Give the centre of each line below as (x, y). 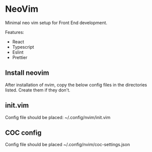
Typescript (23, 47)
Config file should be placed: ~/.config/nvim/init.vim (58, 117)
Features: (15, 32)
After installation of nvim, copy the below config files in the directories (76, 85)
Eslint (18, 52)
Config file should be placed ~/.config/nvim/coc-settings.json (68, 145)
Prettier (20, 57)
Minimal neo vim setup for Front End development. (56, 23)
